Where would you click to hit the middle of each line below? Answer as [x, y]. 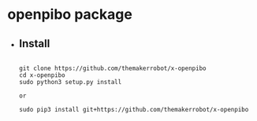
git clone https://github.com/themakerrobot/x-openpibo [112, 68]
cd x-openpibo [42, 75]
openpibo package [70, 15]
